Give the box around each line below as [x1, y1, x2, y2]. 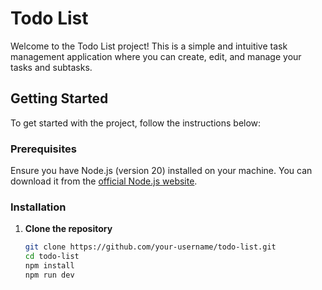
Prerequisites [10, 142, 77, 156]
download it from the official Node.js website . [10, 175, 198, 187]
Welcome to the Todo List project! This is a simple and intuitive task [10, 40, 288, 52]
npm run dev [24, 270, 75, 280]
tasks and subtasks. [10, 61, 93, 73]
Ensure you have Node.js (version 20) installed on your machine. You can [10, 165, 313, 177]
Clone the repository [24, 223, 113, 235]
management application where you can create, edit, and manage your [10, 50, 302, 62]
